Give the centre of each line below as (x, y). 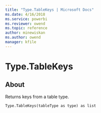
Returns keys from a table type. (37, 97)
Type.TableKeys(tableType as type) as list (51, 106)
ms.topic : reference (26, 28)
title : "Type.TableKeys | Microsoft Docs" (50, 10)
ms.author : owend (23, 38)
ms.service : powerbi (26, 19)
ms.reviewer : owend (25, 24)
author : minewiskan (25, 33)
